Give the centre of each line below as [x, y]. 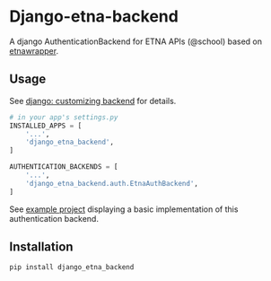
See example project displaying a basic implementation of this [124, 209]
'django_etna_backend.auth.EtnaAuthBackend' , [112, 183]
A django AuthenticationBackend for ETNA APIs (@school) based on [136, 41]
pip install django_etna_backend [72, 268]
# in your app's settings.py [64, 117]
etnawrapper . [34, 50]
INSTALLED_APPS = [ [46, 126]
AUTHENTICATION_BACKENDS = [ [64, 167]
